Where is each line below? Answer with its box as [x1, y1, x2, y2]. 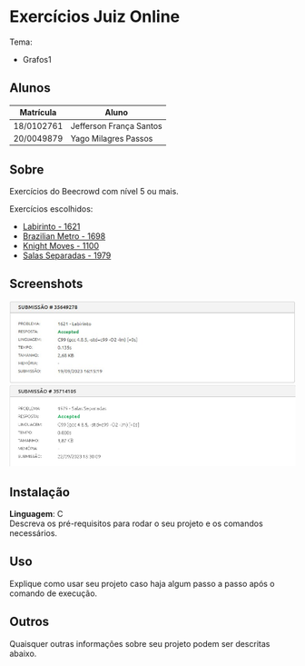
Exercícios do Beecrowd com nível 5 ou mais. [9, 186, 179, 197]
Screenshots [9, 276, 84, 292]
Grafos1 [22, 54, 52, 65]
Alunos [9, 80, 52, 96]
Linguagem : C [9, 509, 64, 519]
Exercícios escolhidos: [9, 204, 93, 214]
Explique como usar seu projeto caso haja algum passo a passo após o [9, 578, 275, 589]
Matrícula [19, 107, 57, 118]
